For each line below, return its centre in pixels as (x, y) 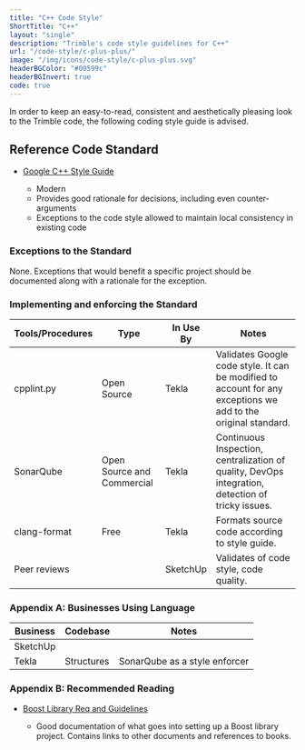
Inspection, (239, 449)
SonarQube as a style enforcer (184, 662)
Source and (126, 472)
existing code (61, 227)
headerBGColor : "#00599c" (58, 69)
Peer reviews (42, 569)
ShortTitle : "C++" (44, 26)
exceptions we (247, 400)
